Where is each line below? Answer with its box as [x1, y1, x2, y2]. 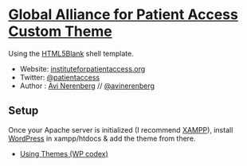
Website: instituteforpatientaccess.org [19, 64, 146, 73]
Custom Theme [8, 22, 113, 41]
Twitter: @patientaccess [19, 72, 100, 82]
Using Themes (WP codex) [19, 149, 109, 158]
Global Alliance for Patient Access [8, 6, 239, 24]
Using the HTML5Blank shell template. [8, 48, 134, 58]
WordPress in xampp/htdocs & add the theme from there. [8, 133, 196, 143]
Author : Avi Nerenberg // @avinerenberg [19, 81, 155, 91]
